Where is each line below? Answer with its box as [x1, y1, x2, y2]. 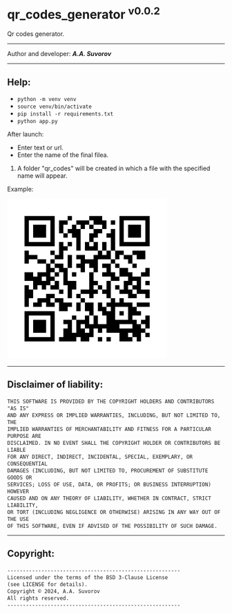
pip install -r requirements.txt [17, 111, 114, 118]
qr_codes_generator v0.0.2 [7, 4, 161, 23]
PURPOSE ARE [7, 432, 41, 439]
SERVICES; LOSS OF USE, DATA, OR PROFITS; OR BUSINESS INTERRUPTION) [7, 481, 212, 488]
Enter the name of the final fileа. [17, 151, 109, 159]
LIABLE [7, 446, 26, 453]
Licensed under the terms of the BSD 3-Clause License [7, 574, 168, 581]
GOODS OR [7, 474, 32, 481]
